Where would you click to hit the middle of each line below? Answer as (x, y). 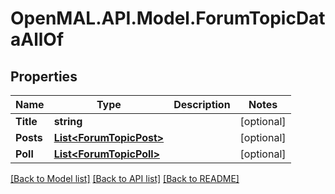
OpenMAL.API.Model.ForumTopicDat (168, 18)
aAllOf (37, 39)
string (68, 121)
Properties (44, 76)
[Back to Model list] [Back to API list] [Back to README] (125, 178)
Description (202, 104)
